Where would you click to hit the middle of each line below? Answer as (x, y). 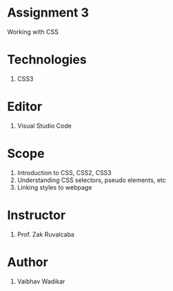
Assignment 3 (48, 13)
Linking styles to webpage (54, 187)
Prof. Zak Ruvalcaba (45, 234)
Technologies (47, 60)
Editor (25, 107)
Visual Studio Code (44, 126)
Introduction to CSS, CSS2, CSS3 (64, 172)
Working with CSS (33, 32)
